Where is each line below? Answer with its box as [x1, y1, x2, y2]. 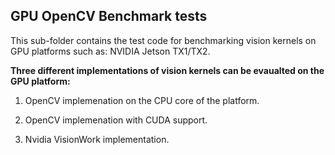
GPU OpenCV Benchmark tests [10, 8, 208, 25]
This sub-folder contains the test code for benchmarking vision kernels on [10, 34, 317, 46]
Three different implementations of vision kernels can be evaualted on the [10, 64, 325, 76]
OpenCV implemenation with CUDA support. [24, 114, 208, 126]
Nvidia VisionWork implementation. [24, 133, 170, 145]
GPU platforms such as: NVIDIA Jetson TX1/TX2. [10, 45, 211, 57]
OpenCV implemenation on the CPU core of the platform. [24, 94, 260, 106]
